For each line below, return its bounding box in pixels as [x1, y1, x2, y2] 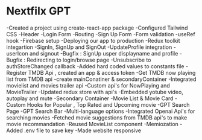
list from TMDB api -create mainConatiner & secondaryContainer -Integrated [6, 75, 197, 83]
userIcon [6, 49, 28, 57]
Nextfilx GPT [6, 4, 71, 18]
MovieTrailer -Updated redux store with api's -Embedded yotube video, [6, 88, 184, 95]
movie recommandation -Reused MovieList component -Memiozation [6, 120, 179, 127]
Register [6, 69, 27, 76]
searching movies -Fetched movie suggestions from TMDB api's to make [6, 113, 188, 121]
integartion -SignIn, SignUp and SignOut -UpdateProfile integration [6, 43, 172, 51]
